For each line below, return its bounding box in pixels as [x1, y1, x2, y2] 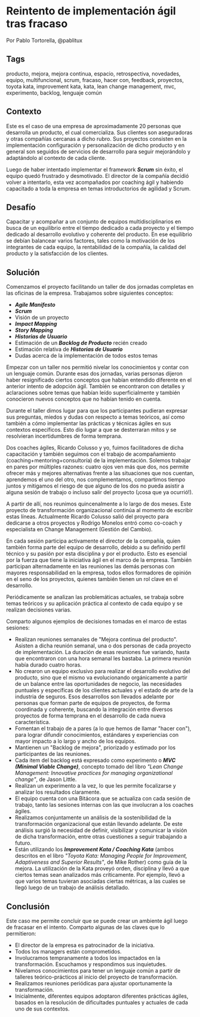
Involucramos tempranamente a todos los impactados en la [14, 954, 161, 961]
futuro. [14, 840, 32, 847]
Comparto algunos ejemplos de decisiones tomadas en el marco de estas [6, 618, 187, 625]
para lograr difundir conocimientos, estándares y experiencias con [14, 731, 179, 738]
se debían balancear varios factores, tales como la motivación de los [6, 237, 175, 244]
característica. [14, 719, 51, 726]
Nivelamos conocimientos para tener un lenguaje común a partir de [14, 967, 181, 974]
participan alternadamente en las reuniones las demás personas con [6, 563, 175, 570]
